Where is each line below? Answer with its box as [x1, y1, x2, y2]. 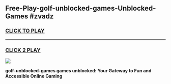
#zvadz [30, 12, 54, 21]
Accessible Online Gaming [5, 73, 63, 79]
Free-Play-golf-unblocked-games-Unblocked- [5, 4, 156, 13]
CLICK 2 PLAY [5, 46, 41, 53]
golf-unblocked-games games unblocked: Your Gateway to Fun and [5, 67, 152, 73]
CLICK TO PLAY [5, 27, 45, 35]
